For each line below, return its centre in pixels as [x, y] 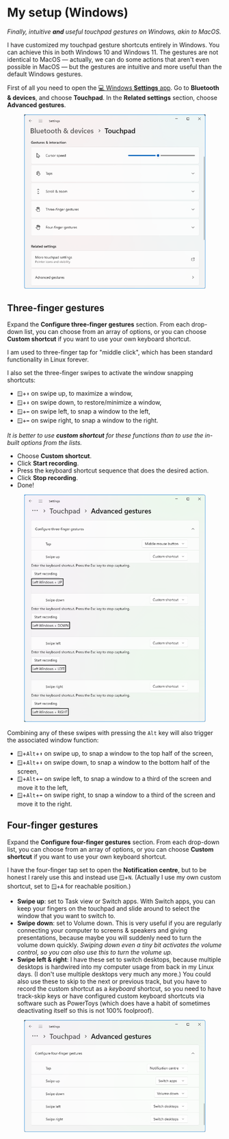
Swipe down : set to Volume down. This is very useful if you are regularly [119, 923]
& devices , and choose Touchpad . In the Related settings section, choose [112, 97]
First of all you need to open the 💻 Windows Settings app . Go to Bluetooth [113, 88]
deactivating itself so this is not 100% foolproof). [85, 1010]
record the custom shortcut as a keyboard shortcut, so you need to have [119, 988]
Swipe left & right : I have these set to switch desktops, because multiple [119, 959]
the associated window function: [53, 740]
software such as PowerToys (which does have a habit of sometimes [113, 1003]
